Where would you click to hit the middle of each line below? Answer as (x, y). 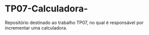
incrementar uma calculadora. (36, 27)
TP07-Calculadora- (46, 9)
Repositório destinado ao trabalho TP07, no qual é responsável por (74, 22)
